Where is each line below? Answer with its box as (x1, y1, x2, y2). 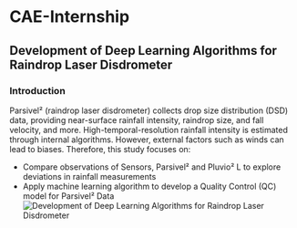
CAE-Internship (9, 6, 130, 27)
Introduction (9, 84, 66, 97)
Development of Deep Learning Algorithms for (9, 43, 278, 58)
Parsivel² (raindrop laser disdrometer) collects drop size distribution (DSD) (9, 105, 289, 116)
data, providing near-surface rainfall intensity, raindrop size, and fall (9, 114, 264, 125)
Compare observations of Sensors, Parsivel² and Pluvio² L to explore (22, 161, 282, 172)
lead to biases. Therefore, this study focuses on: (9, 143, 191, 154)
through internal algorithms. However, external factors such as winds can (9, 134, 284, 145)
